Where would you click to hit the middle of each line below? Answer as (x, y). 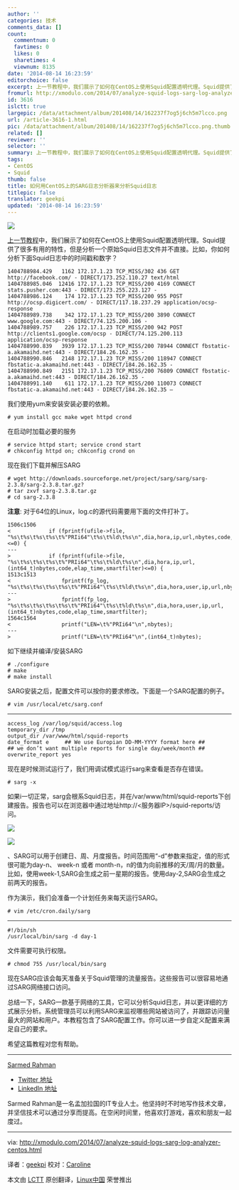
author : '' (23, 14)
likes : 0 (27, 54)
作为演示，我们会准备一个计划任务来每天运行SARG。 (85, 898)
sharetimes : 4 (34, 60)
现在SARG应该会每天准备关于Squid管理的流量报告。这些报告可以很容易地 (115, 978)
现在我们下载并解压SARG (44, 465)
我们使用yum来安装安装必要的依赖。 (60, 404)
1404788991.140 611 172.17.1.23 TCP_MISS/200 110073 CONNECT (105, 383)
